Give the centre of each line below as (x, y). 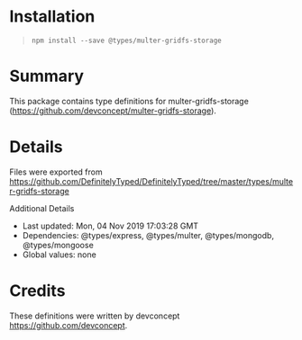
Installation (52, 17)
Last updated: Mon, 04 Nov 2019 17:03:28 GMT (110, 226)
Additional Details (42, 208)
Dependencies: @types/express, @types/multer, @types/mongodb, (148, 235)
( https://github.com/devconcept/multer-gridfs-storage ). (113, 111)
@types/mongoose (58, 245)
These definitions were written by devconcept (95, 316)
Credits (37, 291)
